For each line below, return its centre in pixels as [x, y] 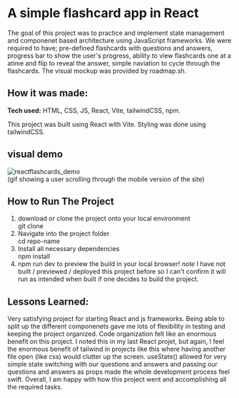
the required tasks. [35, 387]
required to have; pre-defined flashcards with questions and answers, [110, 48]
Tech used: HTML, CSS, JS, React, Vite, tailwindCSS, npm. [94, 110]
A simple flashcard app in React [103, 13]
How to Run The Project [61, 201]
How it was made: [48, 93]
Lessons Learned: [48, 301]
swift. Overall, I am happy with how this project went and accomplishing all [117, 379]
